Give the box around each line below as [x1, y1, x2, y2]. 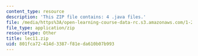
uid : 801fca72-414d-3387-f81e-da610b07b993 [6, 41, 115, 47]
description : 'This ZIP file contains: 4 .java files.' [6, 14, 146, 20]
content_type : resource [6, 8, 65, 15]
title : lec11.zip [6, 36, 49, 41]
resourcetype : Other [6, 30, 57, 36]
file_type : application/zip [6, 24, 75, 31]
